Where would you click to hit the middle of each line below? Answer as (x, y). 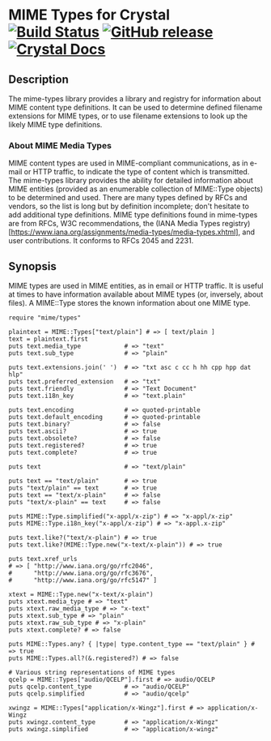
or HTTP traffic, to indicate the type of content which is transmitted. (137, 172)
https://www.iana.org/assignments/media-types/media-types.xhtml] (125, 232)
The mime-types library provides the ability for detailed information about (131, 181)
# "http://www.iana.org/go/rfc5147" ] (83, 580)
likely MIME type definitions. (55, 124)
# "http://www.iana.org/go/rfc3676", (81, 573)
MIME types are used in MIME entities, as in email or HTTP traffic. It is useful (136, 286)
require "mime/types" (45, 318)
